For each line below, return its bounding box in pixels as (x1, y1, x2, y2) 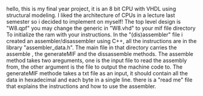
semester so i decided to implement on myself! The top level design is (6, 18, 181, 25)
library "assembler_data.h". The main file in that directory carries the (6, 44, 177, 51)
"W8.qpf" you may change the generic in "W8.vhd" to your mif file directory (6, 24, 196, 32)
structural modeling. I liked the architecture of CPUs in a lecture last (6, 12, 176, 19)
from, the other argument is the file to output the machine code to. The (6, 63, 183, 70)
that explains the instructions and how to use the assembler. (6, 83, 156, 90)
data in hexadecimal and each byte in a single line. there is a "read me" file (6, 76, 193, 83)
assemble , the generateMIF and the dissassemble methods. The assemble (6, 50, 194, 57)
